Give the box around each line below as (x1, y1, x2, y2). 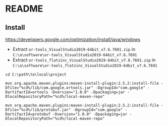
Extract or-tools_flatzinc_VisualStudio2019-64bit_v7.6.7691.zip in (12, 57, 156, 63)
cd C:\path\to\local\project (5, 72, 67, 77)
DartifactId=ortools (5, 90, 49, 95)
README (5, 3, 43, 15)
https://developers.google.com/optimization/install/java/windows (5, 36, 140, 42)
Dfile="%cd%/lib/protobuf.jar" (5, 107, 71, 112)
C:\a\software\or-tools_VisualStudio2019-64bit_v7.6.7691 (12, 52, 137, 57)
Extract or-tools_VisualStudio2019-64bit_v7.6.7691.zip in (12, 46, 136, 52)
